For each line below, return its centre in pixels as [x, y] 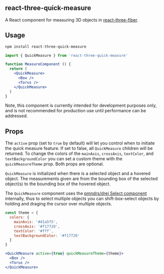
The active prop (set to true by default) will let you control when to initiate [80, 143]
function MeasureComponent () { [38, 64]
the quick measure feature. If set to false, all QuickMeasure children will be [79, 149]
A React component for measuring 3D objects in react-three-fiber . [72, 20]
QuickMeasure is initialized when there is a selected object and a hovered [78, 174]
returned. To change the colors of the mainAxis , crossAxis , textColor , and [79, 153]
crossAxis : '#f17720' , [37, 226]
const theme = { [22, 213]
